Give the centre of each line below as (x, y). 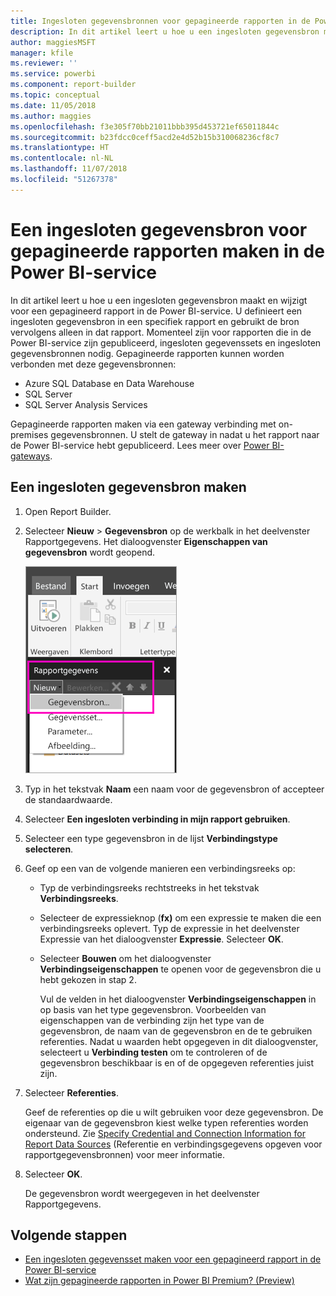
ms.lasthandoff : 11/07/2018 (69, 169)
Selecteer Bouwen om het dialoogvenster (125, 958)
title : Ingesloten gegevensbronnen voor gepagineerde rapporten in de (160, 21)
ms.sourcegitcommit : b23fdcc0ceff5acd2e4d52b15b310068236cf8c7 (145, 137)
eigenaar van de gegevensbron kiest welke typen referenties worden (166, 1122)
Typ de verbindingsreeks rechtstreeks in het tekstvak (149, 887)
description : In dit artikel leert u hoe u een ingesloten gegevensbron (165, 31)
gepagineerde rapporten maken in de (167, 251)
